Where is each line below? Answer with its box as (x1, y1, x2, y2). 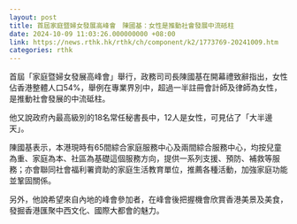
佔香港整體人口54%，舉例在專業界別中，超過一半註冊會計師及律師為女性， (9, 82, 283, 93)
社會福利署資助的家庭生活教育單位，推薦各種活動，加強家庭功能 (55, 165, 288, 175)
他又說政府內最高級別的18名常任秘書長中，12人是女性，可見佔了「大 (9, 112, 258, 123)
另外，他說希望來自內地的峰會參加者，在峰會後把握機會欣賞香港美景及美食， (9, 194, 288, 205)
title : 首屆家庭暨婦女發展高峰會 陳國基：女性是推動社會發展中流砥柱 (9, 21, 234, 30)
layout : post (9, 12, 57, 22)
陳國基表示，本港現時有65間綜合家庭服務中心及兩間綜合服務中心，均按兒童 (9, 143, 282, 153)
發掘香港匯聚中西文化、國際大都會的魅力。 (9, 205, 164, 216)
